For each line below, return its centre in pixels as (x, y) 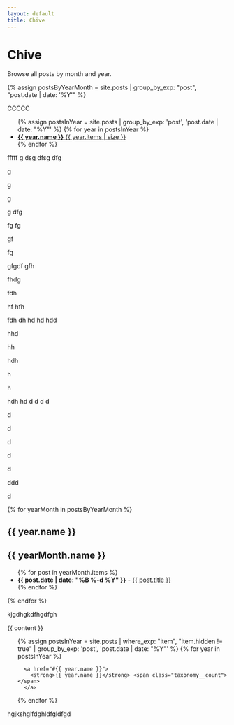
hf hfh (16, 307)
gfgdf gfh (21, 266)
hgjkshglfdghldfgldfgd (39, 714)
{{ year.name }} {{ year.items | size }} (72, 137)
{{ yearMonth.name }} (57, 556)
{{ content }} (25, 628)
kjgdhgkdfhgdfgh (32, 614)
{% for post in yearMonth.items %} (68, 572)
